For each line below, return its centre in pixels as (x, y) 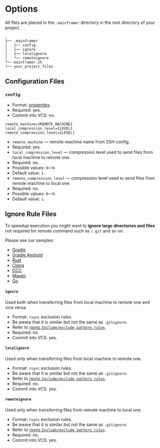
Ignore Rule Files (31, 214)
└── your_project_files (29, 66)
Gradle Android (27, 255)
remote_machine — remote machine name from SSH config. (71, 142)
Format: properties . (31, 105)
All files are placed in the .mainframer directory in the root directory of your (80, 22)
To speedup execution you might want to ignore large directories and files (80, 226)
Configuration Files (35, 81)
